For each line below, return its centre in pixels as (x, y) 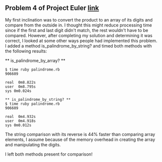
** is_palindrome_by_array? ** (35, 60)
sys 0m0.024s (18, 91)
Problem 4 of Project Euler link (52, 8)
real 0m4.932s (20, 116)
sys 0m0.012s (18, 125)
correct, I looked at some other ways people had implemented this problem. (81, 41)
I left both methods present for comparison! (49, 154)
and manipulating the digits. (33, 144)
